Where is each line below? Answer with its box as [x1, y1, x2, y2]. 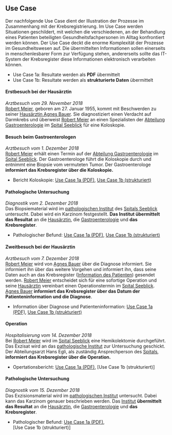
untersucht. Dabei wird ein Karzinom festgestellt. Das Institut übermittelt [5, 211, 160, 217]
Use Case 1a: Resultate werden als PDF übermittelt [12, 71, 120, 78]
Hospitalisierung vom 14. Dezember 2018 [5, 332, 92, 338]
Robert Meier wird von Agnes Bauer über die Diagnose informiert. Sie [5, 261, 152, 267]
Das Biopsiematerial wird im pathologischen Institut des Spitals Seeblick [5, 206, 158, 212]
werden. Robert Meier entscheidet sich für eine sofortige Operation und [5, 277, 157, 283]
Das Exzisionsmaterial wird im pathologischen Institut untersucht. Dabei [5, 393, 157, 399]
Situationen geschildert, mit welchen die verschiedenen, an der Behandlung [5, 28, 166, 35]
